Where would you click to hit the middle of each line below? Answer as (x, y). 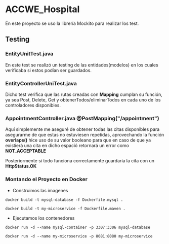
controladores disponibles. (33, 105)
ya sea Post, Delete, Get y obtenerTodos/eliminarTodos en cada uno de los (83, 99)
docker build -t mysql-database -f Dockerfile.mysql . (64, 200)
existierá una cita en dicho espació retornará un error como (67, 146)
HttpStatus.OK (21, 166)
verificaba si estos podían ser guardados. (49, 70)
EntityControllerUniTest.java (41, 83)
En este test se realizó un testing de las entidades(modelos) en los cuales (82, 65)
